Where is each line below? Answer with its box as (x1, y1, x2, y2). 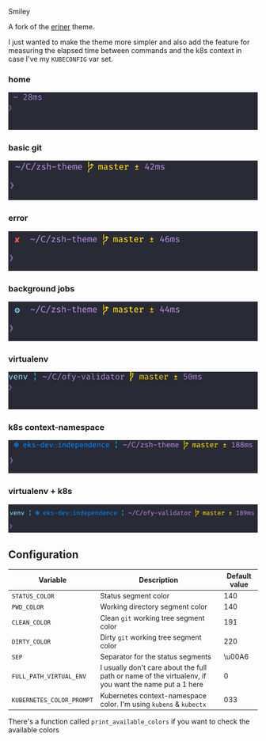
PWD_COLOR (11, 603, 44, 612)
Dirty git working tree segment (100, 633, 202, 642)
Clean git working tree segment (100, 613, 205, 622)
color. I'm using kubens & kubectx (100, 699, 207, 709)
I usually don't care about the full (100, 663, 207, 672)
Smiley (8, 7, 30, 16)
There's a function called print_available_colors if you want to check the (8, 716, 250, 727)
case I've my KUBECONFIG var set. (8, 55, 113, 63)
